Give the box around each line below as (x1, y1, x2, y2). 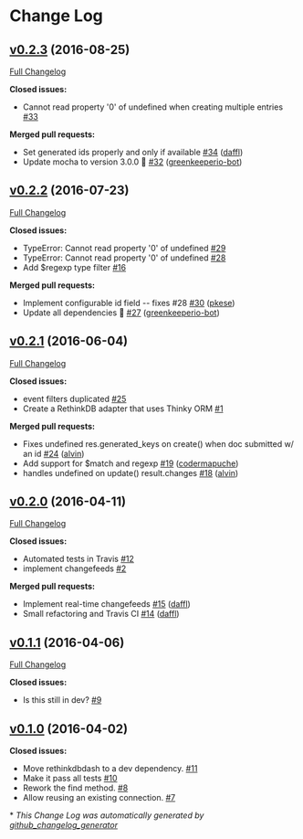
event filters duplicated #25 (22, 393, 127, 404)
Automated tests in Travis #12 (22, 554, 135, 565)
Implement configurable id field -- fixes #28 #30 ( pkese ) (22, 297, 235, 308)
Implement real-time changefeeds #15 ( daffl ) (22, 599, 192, 610)
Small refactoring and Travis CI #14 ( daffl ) (22, 609, 180, 620)
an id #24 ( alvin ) (22, 448, 85, 459)
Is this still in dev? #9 (22, 695, 102, 706)
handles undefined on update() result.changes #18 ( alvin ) (22, 467, 239, 478)
